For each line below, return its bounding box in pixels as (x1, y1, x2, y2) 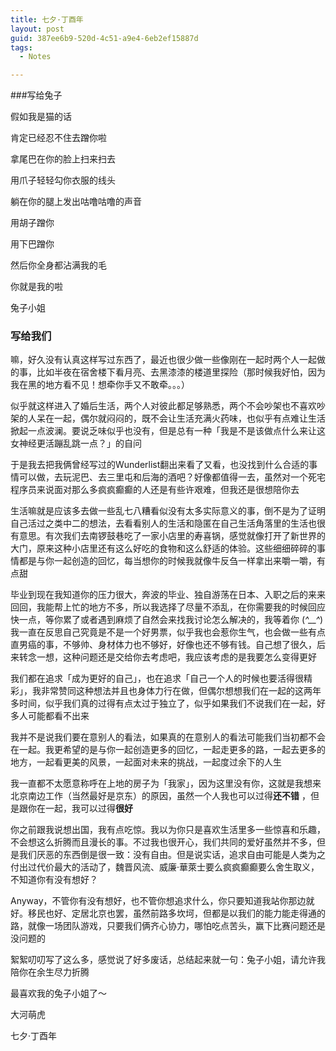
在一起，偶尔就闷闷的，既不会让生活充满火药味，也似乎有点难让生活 (44, 412, 326, 425)
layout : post (10, 24, 65, 34)
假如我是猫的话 (10, 111, 72, 123)
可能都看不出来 (27, 710, 90, 722)
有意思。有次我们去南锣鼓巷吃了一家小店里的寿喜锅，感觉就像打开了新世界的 (10, 530, 326, 542)
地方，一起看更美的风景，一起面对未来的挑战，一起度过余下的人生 (10, 756, 282, 768)
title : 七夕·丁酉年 (10, 14, 84, 25)
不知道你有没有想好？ (10, 874, 98, 886)
